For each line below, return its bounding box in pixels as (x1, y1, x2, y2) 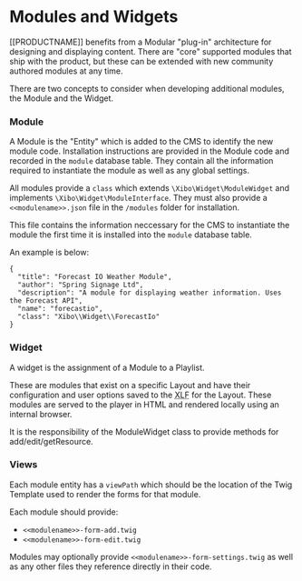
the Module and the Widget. (9, 93, 114, 104)
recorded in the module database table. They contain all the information (9, 155, 274, 166)
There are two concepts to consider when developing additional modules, (9, 83, 285, 94)
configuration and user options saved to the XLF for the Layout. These (9, 389, 272, 400)
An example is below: (9, 247, 90, 258)
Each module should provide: (9, 506, 119, 517)
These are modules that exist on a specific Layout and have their (9, 379, 251, 390)
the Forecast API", (9, 296, 83, 306)
